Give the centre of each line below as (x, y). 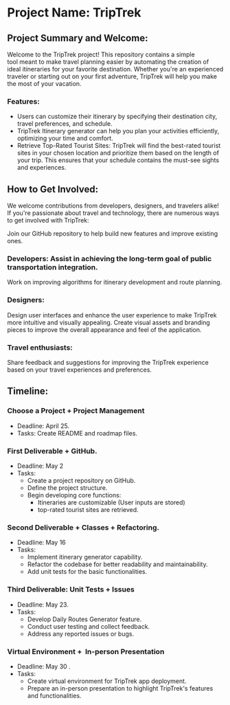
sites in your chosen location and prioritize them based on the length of (118, 153)
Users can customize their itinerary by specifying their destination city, (117, 116)
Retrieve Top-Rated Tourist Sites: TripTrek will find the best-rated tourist (119, 146)
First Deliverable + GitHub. (52, 451)
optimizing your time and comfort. (65, 138)
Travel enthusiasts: (40, 347)
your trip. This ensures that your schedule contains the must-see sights (118, 160)
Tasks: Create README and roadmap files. (77, 433)
